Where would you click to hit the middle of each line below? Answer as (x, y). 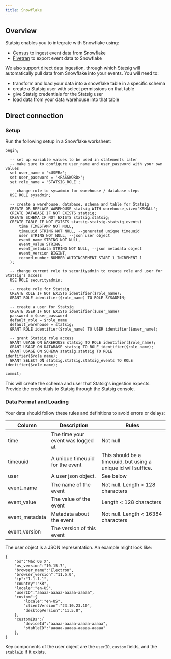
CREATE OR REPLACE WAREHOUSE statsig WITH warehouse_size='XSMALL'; (84, 209)
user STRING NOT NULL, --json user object (64, 236)
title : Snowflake (24, 10)
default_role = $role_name (38, 320)
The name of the (71, 485)
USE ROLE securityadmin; (36, 280)
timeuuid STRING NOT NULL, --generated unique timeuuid (79, 231)
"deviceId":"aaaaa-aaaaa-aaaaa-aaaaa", (66, 624)
